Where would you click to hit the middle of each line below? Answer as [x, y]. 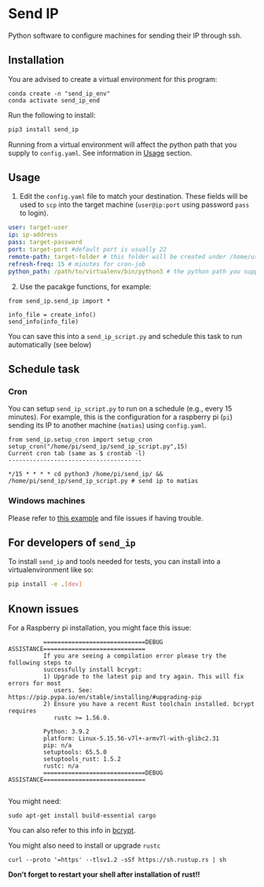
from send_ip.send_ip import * [59, 301]
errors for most [35, 684]
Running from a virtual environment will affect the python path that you [123, 144]
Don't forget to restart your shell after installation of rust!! [104, 874]
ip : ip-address [33, 235]
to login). [34, 213]
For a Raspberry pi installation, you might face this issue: [100, 628]
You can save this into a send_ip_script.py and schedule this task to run [125, 336]
